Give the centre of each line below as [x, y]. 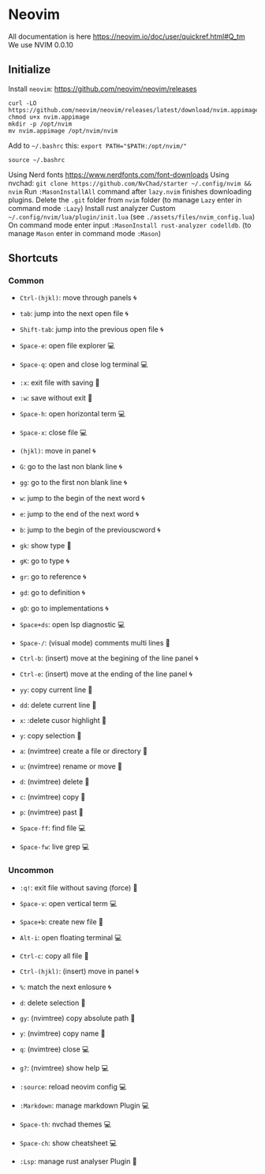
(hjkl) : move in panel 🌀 [58, 451]
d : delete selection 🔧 [52, 1003]
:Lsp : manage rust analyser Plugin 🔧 [78, 1161]
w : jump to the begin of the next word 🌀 [82, 499]
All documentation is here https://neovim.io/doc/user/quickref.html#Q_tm [127, 36]
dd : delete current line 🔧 [58, 706]
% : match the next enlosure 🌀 [65, 987]
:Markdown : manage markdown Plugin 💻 [84, 1105]
